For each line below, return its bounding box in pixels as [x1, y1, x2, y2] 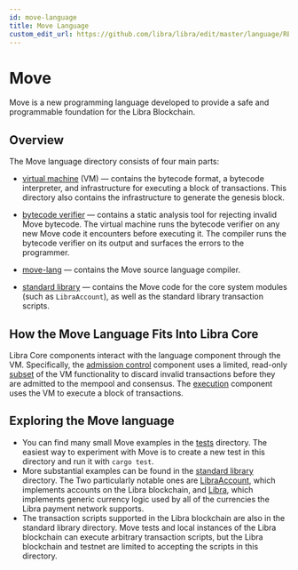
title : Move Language [9, 21, 90, 30]
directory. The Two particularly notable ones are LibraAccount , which [21, 475, 276, 486]
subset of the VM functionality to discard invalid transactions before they [9, 368, 276, 379]
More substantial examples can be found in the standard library [21, 465, 255, 476]
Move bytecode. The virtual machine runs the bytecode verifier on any [21, 219, 280, 229]
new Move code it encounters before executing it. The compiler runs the [21, 229, 286, 239]
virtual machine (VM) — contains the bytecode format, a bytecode [21, 173, 264, 184]
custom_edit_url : [9, 29, 74, 38]
